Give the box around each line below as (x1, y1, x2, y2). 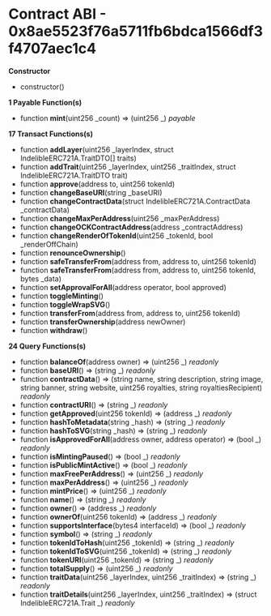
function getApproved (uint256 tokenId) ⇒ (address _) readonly (19, 409, 232, 418)
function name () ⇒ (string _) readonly (19, 494, 146, 504)
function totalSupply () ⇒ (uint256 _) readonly (19, 563, 173, 573)
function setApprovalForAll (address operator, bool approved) (19, 282, 227, 292)
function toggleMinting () (19, 291, 104, 301)
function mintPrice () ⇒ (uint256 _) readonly (19, 486, 167, 495)
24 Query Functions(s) (8, 341, 87, 351)
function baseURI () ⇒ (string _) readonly (19, 366, 156, 375)
